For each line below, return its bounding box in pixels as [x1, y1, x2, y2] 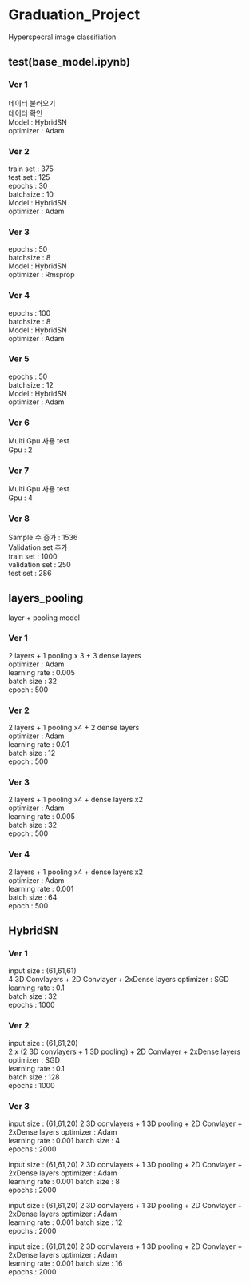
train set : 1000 [8, 551, 58, 561]
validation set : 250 [8, 559, 72, 569]
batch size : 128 [8, 1072, 60, 1082]
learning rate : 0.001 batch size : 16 [8, 1258, 123, 1268]
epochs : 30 [8, 181, 48, 190]
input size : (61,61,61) [8, 966, 77, 976]
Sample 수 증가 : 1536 [8, 532, 78, 542]
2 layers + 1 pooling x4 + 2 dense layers [8, 723, 140, 733]
